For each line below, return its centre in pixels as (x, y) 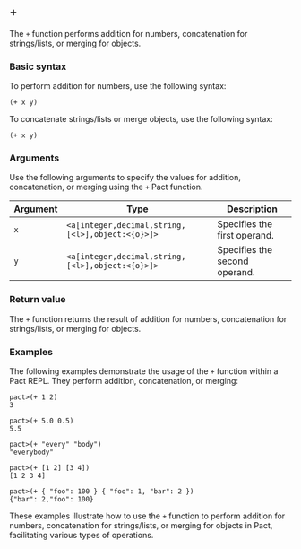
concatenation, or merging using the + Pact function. (106, 187)
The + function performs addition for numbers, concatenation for (129, 33)
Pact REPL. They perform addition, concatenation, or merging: (124, 381)
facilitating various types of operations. (82, 535)
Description (252, 209)
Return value (38, 300)
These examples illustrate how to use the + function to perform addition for (147, 516)
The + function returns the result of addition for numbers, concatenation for (148, 318)
